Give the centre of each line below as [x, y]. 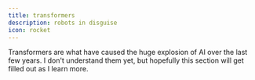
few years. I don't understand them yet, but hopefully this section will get [126, 60]
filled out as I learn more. [48, 69]
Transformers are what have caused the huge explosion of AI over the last [128, 53]
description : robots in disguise [63, 23]
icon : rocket [29, 30]
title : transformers [42, 15]
